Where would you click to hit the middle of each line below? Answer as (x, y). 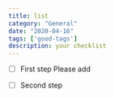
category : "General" (43, 23)
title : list (28, 16)
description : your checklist (57, 46)
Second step (41, 85)
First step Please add (55, 69)
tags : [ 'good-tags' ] (43, 38)
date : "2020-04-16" (41, 31)
